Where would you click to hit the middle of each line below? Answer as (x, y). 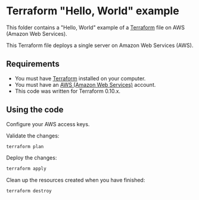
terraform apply (26, 169)
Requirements (33, 64)
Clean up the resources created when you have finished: (76, 180)
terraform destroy (29, 191)
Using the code (35, 110)
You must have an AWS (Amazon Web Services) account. (85, 85)
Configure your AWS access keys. (48, 124)
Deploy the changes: (32, 158)
